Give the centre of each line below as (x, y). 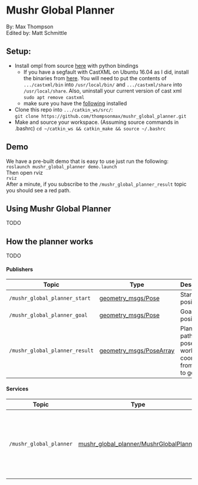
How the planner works (49, 242)
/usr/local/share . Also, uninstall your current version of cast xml (103, 91)
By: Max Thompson (30, 27)
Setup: (19, 52)
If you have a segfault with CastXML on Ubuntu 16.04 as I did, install (106, 72)
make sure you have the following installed (75, 103)
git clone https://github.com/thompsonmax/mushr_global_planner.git (100, 116)
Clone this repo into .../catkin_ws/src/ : (64, 109)
